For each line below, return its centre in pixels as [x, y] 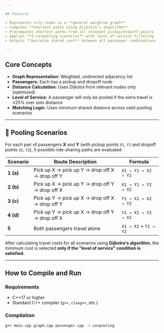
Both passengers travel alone [67, 228]
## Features [17, 14]
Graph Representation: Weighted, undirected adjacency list [72, 77]
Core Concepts [29, 65]
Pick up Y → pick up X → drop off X [74, 198]
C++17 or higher [28, 297]
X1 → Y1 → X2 [137, 170]
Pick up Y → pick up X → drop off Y [74, 212]
